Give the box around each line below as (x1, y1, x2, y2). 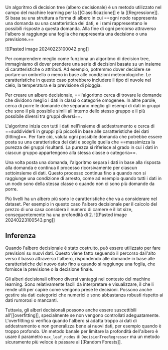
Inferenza (5, 232, 36, 240)
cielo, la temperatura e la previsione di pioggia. (5, 82, 102, 88)
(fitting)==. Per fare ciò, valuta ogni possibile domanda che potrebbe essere (5, 134, 162, 139)
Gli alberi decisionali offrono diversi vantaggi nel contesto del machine (5, 276, 150, 282)
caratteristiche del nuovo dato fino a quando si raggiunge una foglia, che (5, 261, 155, 267)
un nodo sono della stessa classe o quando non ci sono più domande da (5, 181, 154, 187)
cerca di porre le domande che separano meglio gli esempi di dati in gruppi (5, 103, 160, 108)
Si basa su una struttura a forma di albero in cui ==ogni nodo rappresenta (5, 15, 157, 21)
